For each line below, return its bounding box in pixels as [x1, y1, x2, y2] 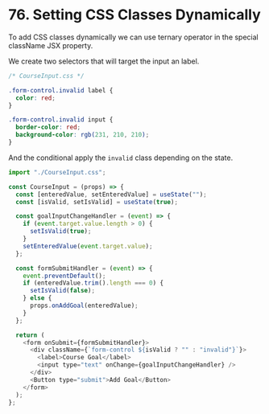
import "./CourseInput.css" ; [8, 168, 106, 176]
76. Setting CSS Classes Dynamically [8, 6, 262, 24]
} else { [23, 294, 52, 302]
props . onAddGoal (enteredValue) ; [29, 301, 139, 310]
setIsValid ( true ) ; [29, 227, 92, 236]
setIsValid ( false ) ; [29, 287, 95, 295]
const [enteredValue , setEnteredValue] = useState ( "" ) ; [15, 191, 207, 199]
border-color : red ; [15, 123, 81, 132]
